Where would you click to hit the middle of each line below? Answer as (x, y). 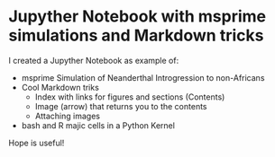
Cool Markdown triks (60, 87)
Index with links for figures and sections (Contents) (130, 97)
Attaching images (68, 116)
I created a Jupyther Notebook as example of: (94, 60)
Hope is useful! (37, 143)
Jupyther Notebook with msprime (137, 17)
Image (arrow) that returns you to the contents (121, 106)
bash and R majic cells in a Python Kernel (98, 125)
